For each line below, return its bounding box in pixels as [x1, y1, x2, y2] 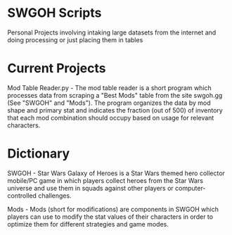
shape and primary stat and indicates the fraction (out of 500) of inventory [7, 106, 223, 114]
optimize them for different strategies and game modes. [7, 220, 169, 228]
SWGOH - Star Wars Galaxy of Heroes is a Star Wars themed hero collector [7, 169, 225, 177]
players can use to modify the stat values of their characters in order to [7, 212, 213, 221]
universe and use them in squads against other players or [7, 184, 174, 192]
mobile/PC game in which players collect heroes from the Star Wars [7, 176, 204, 184]
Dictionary [7, 146, 70, 162]
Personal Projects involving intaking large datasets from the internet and [7, 28, 217, 37]
